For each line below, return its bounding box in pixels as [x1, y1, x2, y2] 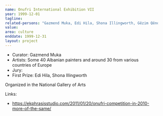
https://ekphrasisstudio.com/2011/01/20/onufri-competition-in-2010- [12, 100, 149, 106]
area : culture [5, 29, 34, 34]
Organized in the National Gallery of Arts [5, 82, 86, 87]
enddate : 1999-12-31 [5, 34, 47, 39]
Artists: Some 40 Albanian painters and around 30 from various [12, 57, 139, 63]
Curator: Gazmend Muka [12, 52, 62, 58]
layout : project [5, 39, 38, 43]
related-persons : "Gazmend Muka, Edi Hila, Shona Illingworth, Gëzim [5, 20, 149, 26]
